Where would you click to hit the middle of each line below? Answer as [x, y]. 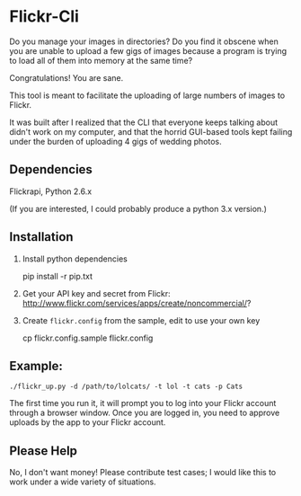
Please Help [44, 451]
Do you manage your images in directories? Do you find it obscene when [144, 41]
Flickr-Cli [44, 17]
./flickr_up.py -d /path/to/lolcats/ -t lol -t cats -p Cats [126, 387]
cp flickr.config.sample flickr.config [88, 338]
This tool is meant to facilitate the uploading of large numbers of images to [147, 95]
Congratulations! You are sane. [66, 77]
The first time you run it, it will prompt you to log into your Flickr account [143, 403]
